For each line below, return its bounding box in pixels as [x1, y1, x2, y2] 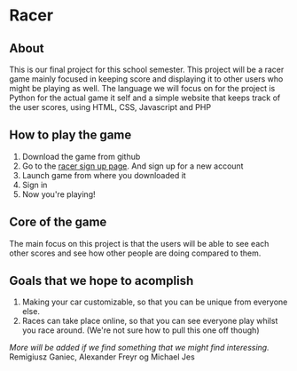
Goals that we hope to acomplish [9, 273, 194, 288]
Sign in [21, 179, 48, 190]
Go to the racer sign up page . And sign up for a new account [21, 161, 244, 171]
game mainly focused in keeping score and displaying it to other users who [9, 74, 284, 84]
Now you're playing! [21, 188, 96, 200]
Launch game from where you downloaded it [21, 170, 186, 180]
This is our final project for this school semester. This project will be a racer [9, 64, 285, 75]
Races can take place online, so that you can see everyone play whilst [21, 316, 278, 327]
